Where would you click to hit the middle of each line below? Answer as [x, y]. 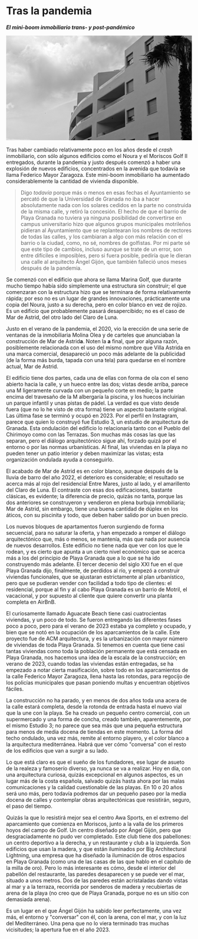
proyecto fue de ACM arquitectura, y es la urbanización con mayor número [97, 639]
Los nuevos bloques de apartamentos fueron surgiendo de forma [85, 527]
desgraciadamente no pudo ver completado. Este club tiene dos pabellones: [99, 837]
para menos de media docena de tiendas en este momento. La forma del [94, 732]
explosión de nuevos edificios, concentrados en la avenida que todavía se [96, 169]
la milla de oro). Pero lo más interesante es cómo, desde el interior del [91, 868]
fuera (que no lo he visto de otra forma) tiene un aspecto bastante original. [97, 409]
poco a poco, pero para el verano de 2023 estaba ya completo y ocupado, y [99, 626]
